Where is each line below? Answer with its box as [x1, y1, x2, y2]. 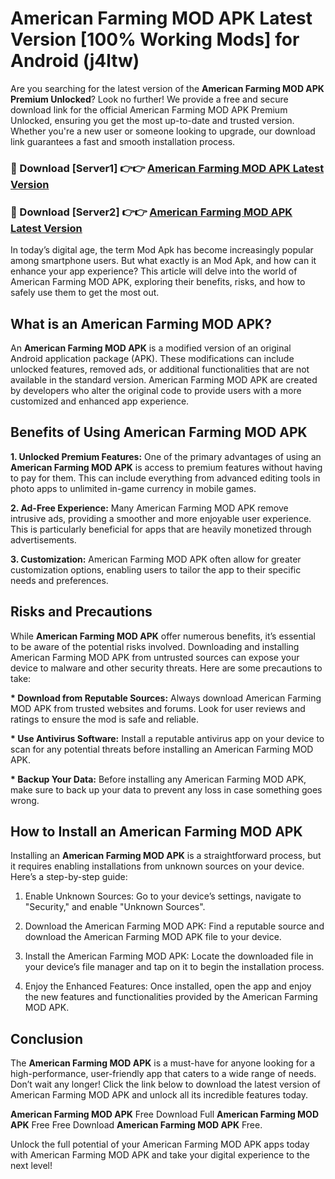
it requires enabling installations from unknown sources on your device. [10, 860, 305, 872]
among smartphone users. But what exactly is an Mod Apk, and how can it [10, 255, 317, 267]
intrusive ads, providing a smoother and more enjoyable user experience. [10, 512, 312, 524]
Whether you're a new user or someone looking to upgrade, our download [10, 125, 316, 137]
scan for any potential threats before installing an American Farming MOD [10, 743, 314, 755]
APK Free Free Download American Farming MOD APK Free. [10, 1119, 263, 1131]
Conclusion [10, 1030, 84, 1047]
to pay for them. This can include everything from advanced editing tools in [10, 472, 321, 484]
